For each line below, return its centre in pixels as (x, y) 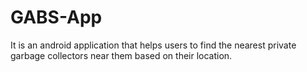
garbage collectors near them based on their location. (121, 55)
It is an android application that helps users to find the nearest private (153, 45)
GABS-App (56, 17)
